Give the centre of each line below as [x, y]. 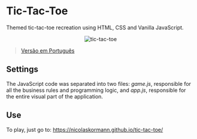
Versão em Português [48, 50]
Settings [22, 69]
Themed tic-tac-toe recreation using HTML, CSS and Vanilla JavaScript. [95, 27]
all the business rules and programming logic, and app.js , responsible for [96, 90]
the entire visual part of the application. [55, 96]
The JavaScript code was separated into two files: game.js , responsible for [99, 84]
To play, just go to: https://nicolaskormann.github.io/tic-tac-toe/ [85, 129]
